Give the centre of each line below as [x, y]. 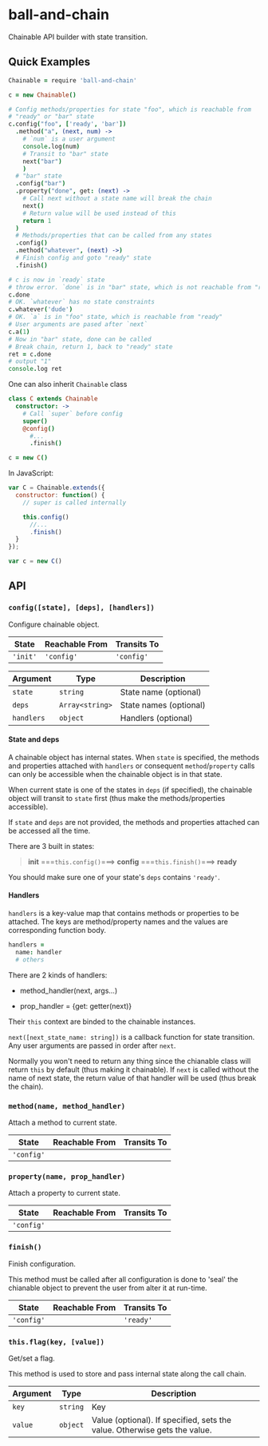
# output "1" [30, 361]
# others [30, 960]
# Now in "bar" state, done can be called [80, 339]
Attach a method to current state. [63, 1123]
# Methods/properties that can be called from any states [114, 236]
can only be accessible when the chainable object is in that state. [115, 774]
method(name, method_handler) [67, 1106]
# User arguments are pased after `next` [78, 325]
